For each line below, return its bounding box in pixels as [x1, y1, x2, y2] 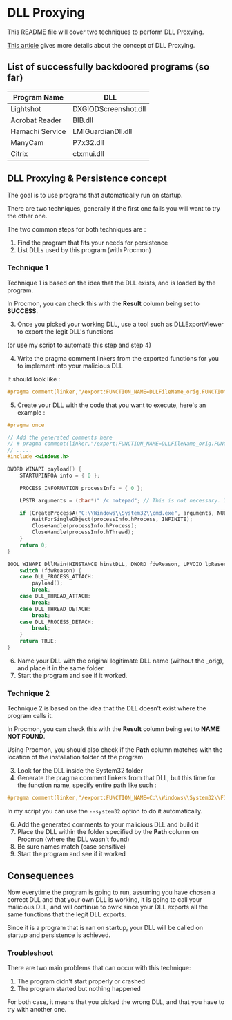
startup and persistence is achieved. [7, 931, 111, 939]
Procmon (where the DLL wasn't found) [17, 835, 130, 844]
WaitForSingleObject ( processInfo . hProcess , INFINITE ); [32, 516, 193, 523]
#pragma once [7, 422, 45, 428]
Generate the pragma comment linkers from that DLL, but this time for [17, 774, 216, 782]
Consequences [7, 869, 75, 882]
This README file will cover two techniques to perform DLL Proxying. [7, 28, 204, 36]
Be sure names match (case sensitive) [17, 842, 126, 851]
